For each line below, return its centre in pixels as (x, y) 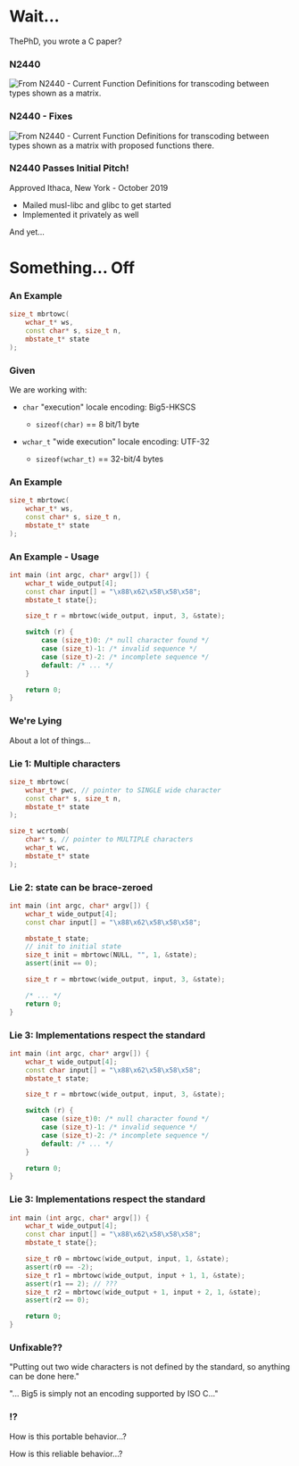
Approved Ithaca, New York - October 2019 (89, 187)
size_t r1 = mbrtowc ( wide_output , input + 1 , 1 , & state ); (135, 1275)
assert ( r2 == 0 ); (58, 1300)
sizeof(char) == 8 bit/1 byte (87, 424)
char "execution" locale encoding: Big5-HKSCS (109, 407)
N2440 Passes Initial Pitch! (69, 169)
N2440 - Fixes (41, 116)
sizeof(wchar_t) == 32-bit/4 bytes (99, 459)
